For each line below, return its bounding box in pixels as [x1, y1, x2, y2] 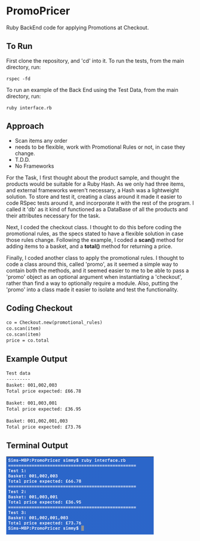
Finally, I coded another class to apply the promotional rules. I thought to [6, 254, 184, 261]
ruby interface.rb [6, 104, 52, 111]
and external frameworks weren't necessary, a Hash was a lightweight [6, 186, 179, 193]
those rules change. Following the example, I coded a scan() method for [6, 236, 184, 243]
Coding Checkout [6, 303, 73, 313]
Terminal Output [6, 440, 69, 450]
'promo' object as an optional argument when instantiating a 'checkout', [6, 273, 183, 280]
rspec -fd [6, 76, 31, 82]
